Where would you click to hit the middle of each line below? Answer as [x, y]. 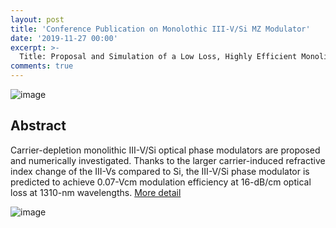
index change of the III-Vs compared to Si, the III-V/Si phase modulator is [160, 171]
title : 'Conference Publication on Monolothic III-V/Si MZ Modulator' [160, 29]
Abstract [38, 126]
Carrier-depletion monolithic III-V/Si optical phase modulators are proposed [165, 150]
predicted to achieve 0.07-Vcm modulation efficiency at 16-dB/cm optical [161, 182]
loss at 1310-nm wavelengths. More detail [96, 192]
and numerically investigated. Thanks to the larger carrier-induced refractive [168, 160]
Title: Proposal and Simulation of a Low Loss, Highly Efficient [158, 57]
